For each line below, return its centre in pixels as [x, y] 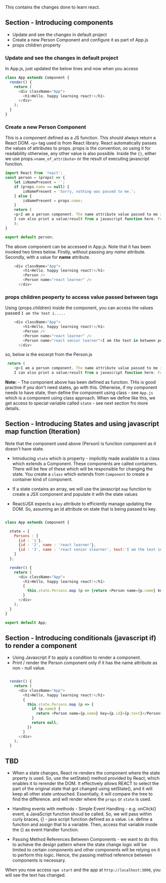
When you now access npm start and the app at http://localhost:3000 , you [83, 870]
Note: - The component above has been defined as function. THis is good [81, 382]
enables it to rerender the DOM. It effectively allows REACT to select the [85, 783]
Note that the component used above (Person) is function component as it [81, 443]
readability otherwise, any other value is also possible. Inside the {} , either [81, 154]
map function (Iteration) [43, 432]
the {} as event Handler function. [45, 830]
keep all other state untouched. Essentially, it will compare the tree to [83, 794]
